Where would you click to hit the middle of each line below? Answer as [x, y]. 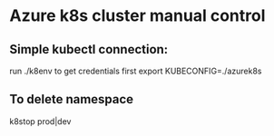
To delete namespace [72, 99]
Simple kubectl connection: [89, 49]
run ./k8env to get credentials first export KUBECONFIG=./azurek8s [136, 71]
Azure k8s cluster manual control [137, 16]
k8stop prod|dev [40, 121]
